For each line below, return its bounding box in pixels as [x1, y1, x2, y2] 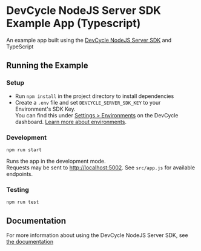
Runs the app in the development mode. [6, 157, 106, 165]
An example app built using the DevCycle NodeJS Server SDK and [6, 36, 172, 44]
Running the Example [6, 60, 89, 71]
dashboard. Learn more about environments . [15, 118, 127, 125]
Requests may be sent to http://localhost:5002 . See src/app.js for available [6, 164, 196, 171]
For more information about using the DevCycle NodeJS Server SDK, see [6, 232, 189, 239]
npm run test [6, 199, 39, 206]
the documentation [6, 238, 54, 246]
